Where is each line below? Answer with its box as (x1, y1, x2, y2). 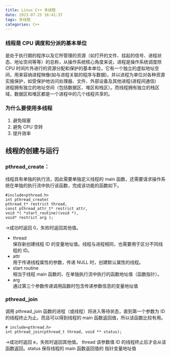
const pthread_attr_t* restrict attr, (5, 206, 88, 211)
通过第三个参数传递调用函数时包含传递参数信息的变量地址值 (12, 283, 138, 289)
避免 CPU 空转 (12, 123, 43, 130)
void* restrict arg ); (5, 215, 54, 220)
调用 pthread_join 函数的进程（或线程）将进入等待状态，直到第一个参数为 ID (5, 308, 165, 314)
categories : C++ (5, 22, 40, 27)
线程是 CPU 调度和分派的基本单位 (5, 39, 87, 47)
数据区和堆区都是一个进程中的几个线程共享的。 (14, 91, 113, 97)
